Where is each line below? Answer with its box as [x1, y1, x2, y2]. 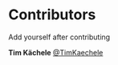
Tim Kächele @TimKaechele [8, 47, 104, 57]
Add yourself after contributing [8, 32, 111, 42]
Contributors [8, 6, 96, 24]
